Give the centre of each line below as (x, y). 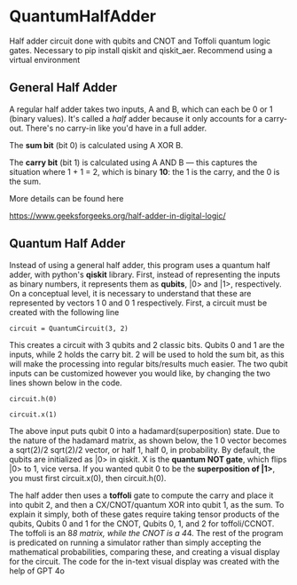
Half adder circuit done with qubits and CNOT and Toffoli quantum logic (140, 41)
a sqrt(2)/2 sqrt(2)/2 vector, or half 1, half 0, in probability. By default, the (142, 449)
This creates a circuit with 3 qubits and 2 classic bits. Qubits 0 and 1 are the (147, 344)
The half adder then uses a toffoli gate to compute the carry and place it (141, 495)
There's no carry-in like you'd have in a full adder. (116, 128)
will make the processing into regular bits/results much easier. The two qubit (148, 364)
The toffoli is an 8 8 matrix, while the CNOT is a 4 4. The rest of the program (146, 533)
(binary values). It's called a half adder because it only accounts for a (136, 118)
